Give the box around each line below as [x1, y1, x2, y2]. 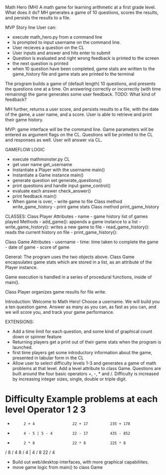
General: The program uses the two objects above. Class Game [5, 254, 135, 260]
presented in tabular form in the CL [12, 355, 84, 361]
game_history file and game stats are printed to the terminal [12, 71, 135, 77]
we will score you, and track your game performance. [5, 309, 114, 315]
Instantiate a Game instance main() [12, 172, 84, 178]
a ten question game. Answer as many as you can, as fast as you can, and [5, 304, 157, 310]
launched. [12, 344, 33, 350]
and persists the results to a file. [5, 15, 71, 20]
